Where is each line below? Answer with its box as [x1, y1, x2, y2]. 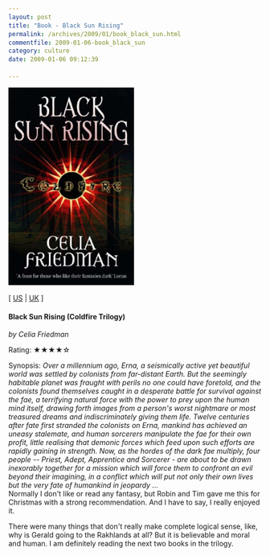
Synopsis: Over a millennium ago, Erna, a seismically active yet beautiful [8, 360, 251, 370]
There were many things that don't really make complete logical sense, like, [8, 521, 259, 531]
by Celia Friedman [8, 330, 70, 340]
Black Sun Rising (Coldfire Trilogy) [8, 311, 126, 321]
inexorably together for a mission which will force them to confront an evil [8, 463, 253, 473]
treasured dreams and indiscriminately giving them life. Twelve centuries [8, 412, 250, 422]
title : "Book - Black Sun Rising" [8, 21, 125, 30]
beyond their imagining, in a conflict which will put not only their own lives [8, 472, 254, 482]
